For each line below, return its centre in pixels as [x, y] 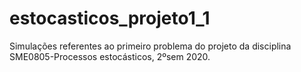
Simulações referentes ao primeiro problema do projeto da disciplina [150, 46]
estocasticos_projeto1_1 [110, 18]
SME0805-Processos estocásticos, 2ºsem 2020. [110, 56]
